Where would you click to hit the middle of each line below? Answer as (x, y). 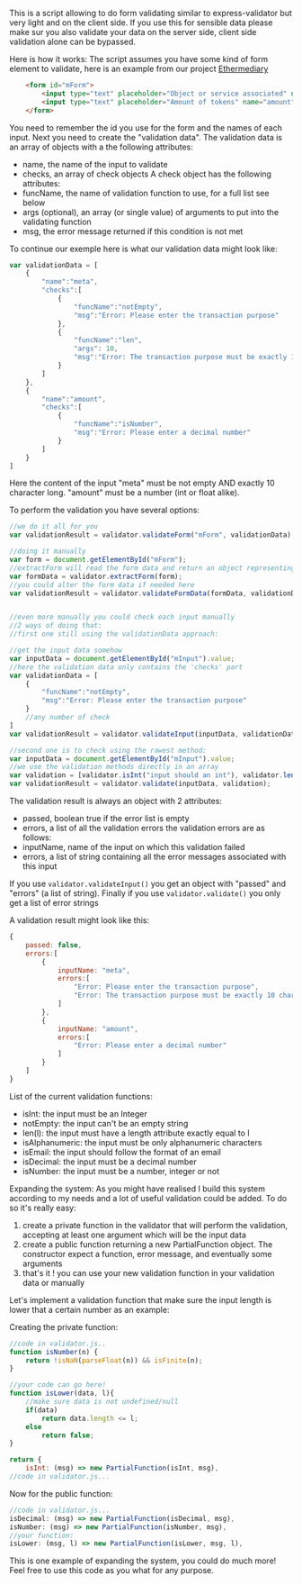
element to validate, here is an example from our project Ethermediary (139, 68)
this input (40, 866)
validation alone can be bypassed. (73, 41)
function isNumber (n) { (54, 1352)
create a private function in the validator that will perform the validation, (155, 1225)
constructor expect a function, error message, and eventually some (147, 1254)
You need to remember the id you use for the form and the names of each (146, 127)
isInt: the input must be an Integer (84, 1113)
